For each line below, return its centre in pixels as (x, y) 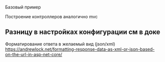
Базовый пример (23, 7)
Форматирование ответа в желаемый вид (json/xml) (60, 44)
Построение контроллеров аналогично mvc (51, 16)
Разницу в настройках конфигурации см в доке (83, 32)
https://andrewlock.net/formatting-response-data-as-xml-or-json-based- (80, 49)
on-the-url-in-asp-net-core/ (34, 54)
